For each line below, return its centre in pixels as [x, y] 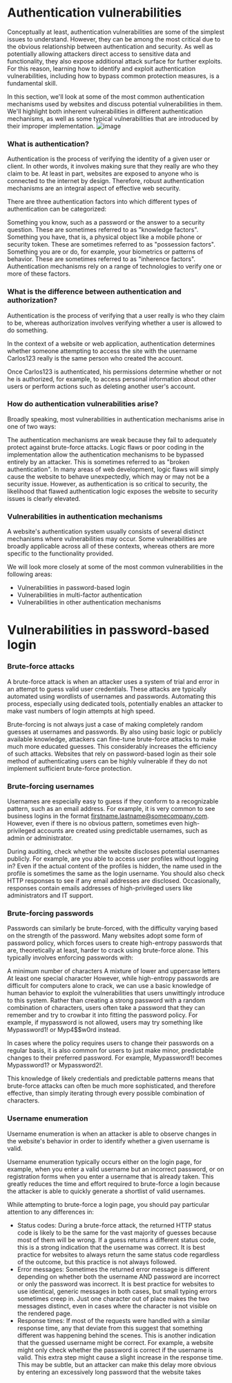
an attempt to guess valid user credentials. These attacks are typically [107, 689]
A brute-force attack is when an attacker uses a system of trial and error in [113, 681]
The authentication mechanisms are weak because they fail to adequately [112, 439]
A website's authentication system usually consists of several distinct [106, 532]
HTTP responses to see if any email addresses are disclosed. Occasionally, [114, 880]
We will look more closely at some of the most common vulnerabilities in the [115, 567]
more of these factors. [39, 274]
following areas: [30, 574]
